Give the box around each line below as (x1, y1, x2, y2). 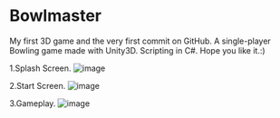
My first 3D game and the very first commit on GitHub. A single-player (9, 35, 272, 46)
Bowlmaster (9, 5, 102, 26)
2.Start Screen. (9, 80, 66, 91)
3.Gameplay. (9, 97, 56, 109)
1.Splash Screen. (9, 63, 72, 74)
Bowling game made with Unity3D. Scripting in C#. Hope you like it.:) (9, 44, 266, 55)
